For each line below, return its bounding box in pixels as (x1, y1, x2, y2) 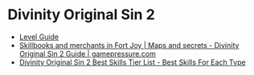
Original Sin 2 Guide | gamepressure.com (18, 49, 156, 58)
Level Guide (18, 32, 59, 41)
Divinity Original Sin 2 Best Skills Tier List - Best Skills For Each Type (18, 57, 246, 67)
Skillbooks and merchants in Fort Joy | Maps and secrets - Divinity (18, 40, 240, 49)
